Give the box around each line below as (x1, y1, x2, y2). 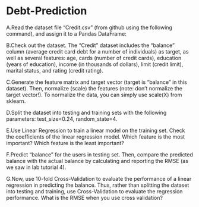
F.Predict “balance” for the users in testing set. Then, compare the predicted (6, 150, 193, 158)
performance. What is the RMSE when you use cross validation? (6, 194, 163, 201)
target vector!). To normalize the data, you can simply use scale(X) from (6, 91, 182, 98)
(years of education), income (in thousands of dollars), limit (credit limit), (6, 61, 184, 68)
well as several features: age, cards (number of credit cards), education (6, 54, 182, 61)
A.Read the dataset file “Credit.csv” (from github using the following (6, 24, 172, 31)
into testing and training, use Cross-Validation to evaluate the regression (6, 187, 183, 195)
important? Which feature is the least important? (6, 139, 124, 146)
